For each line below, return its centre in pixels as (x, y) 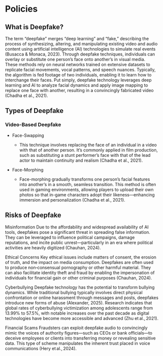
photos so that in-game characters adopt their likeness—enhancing (87, 195)
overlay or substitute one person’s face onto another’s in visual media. (75, 59)
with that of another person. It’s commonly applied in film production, (89, 150)
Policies (21, 9)
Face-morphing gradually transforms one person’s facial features (85, 179)
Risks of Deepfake (33, 215)
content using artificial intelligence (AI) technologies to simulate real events (80, 49)
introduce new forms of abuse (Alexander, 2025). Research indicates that (79, 302)
